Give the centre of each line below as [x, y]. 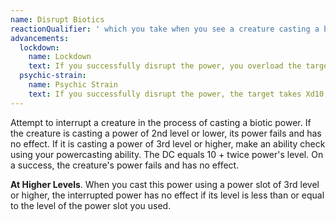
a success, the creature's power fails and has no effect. [125, 165]
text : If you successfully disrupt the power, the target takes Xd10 [176, 94]
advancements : [40, 38]
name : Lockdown [60, 57]
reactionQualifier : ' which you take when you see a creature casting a [165, 29]
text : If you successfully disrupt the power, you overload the [165, 66]
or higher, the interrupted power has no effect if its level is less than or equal [167, 195]
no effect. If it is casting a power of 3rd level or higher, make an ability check [168, 143]
